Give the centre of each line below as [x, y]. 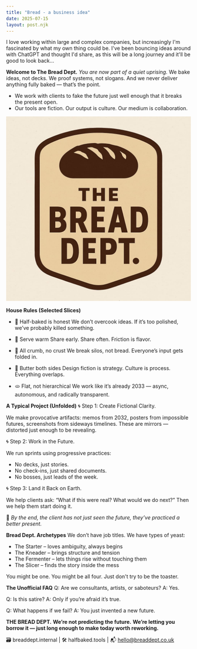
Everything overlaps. [40, 374]
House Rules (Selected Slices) [43, 310]
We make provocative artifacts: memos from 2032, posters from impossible [97, 418]
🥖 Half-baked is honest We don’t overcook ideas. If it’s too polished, [96, 322]
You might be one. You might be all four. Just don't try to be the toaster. [92, 576]
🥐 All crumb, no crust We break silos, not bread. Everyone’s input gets [99, 351]
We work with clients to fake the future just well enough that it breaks [98, 96]
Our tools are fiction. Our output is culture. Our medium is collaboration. [101, 108]
